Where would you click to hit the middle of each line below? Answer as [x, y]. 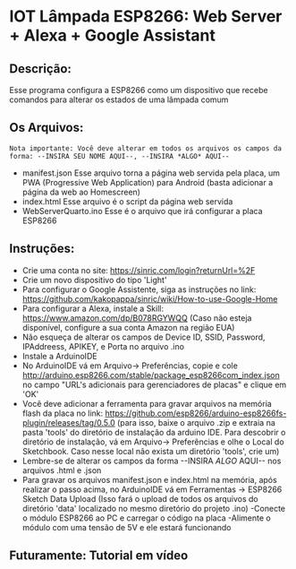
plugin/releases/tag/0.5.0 [68, 422]
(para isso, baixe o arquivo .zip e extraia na [196, 422]
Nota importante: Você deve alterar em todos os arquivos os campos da [145, 148]
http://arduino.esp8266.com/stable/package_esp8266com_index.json [151, 375]
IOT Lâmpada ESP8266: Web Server [146, 17]
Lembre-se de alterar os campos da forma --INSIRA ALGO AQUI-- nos [152, 461]
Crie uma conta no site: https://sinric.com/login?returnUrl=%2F [139, 270]
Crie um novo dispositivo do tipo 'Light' [94, 280]
